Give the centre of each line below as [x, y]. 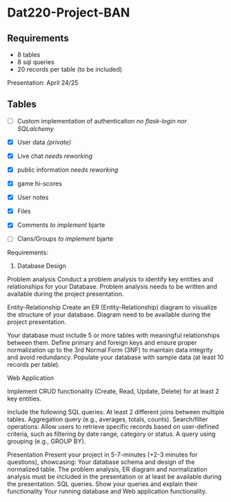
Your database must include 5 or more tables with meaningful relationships [113, 335]
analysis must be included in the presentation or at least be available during [114, 476]
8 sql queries [36, 62]
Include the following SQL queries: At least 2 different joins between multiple [116, 412]
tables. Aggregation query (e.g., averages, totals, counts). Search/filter [108, 419]
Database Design [42, 266]
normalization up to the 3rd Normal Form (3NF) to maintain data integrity [110, 350]
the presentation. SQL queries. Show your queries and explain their [102, 484]
